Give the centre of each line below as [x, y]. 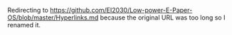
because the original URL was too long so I [163, 17]
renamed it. [24, 25]
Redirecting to [28, 10]
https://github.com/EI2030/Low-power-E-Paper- [121, 10]
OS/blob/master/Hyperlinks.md [53, 17]
